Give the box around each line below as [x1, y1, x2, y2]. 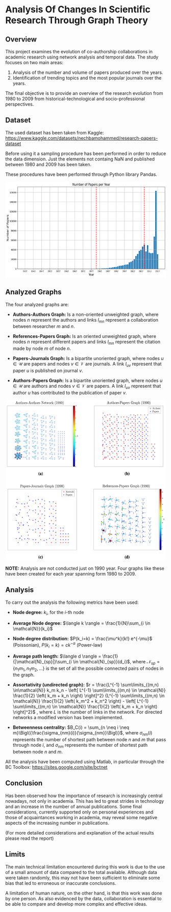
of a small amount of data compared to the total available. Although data [5, 869, 157, 875]
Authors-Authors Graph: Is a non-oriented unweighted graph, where [12, 311, 159, 318]
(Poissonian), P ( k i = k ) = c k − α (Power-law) [12, 641, 103, 649]
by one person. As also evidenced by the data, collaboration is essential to [5, 895, 162, 901]
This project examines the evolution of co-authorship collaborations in [5, 49, 153, 54]
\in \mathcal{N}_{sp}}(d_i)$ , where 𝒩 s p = [72, 658, 160, 666]
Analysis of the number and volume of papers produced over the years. [12, 69, 163, 75]
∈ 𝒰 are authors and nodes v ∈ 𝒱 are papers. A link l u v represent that [12, 383, 161, 390]
